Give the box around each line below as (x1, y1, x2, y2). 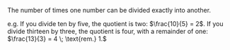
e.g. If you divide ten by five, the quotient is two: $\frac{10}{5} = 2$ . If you (7, 20, 224, 27)
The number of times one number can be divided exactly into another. (7, 6, 211, 14)
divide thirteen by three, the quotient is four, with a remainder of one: (7, 27, 209, 35)
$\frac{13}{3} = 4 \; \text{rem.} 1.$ (7, 35, 108, 43)
